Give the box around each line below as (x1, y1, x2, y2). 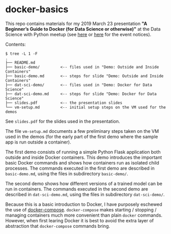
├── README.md (5, 60, 36, 65)
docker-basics (5, 4, 69, 15)
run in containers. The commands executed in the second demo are (5, 185, 148, 192)
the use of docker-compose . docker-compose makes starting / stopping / (5, 206, 157, 213)
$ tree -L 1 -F (5, 51, 38, 56)
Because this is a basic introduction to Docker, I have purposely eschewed (5, 201, 162, 207)
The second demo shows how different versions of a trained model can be (5, 180, 163, 186)
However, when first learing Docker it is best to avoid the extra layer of (5, 217, 154, 223)
